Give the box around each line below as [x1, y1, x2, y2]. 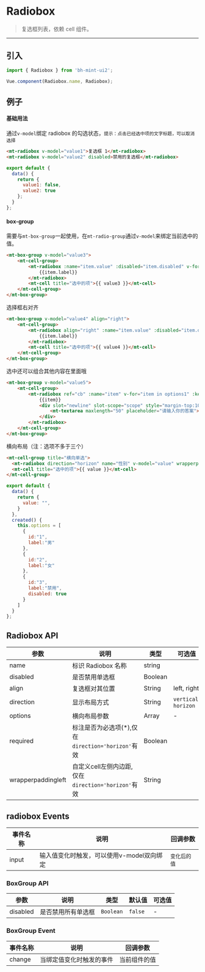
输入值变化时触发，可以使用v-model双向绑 [39, 851, 163, 860]
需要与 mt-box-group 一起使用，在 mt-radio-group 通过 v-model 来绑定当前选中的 [6, 232, 198, 239]
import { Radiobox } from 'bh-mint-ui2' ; [6, 67, 113, 73]
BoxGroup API [6, 879, 49, 887]
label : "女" [28, 562, 55, 569]
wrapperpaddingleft [9, 776, 67, 784]
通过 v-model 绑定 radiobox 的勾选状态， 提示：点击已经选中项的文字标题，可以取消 [6, 130, 195, 137]
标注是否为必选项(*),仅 [72, 723, 138, 732]
